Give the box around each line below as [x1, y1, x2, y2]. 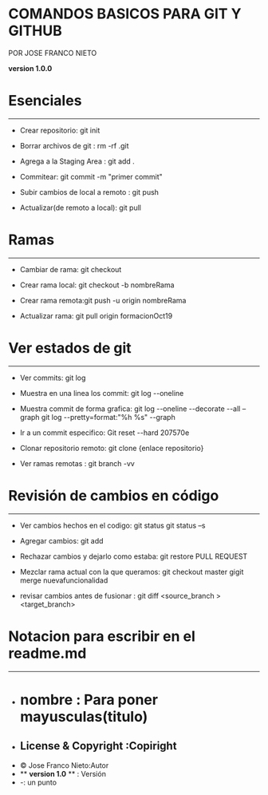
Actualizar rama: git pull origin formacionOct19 [19, 310, 173, 320]
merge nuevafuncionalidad [19, 575, 108, 585]
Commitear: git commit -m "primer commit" [19, 172, 164, 181]
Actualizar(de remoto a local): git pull [19, 203, 142, 212]
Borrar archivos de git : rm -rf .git [19, 140, 129, 150]
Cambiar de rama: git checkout [19, 264, 122, 274]
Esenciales [8, 92, 82, 110]
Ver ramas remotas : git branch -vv [19, 458, 136, 468]
